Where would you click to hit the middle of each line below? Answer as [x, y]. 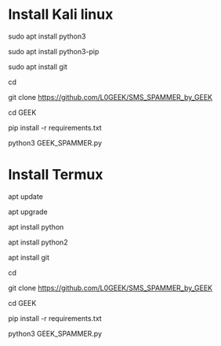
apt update [25, 196]
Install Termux [56, 175]
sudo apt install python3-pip [54, 51]
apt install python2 [38, 242]
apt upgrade [28, 212]
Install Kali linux [61, 15]
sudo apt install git [38, 66]
